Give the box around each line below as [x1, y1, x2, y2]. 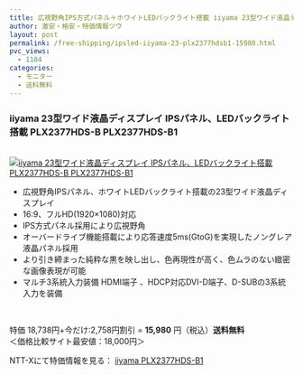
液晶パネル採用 [22, 242, 78, 253]
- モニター [17, 72, 53, 81]
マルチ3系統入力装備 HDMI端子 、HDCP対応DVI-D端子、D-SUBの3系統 [22, 277, 287, 287]
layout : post [9, 30, 59, 39]
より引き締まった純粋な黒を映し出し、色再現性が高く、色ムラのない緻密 [22, 254, 291, 265]
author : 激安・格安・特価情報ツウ [9, 22, 123, 31]
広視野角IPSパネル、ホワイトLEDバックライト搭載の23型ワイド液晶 [22, 186, 273, 197]
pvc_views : [9, 47, 50, 56]
